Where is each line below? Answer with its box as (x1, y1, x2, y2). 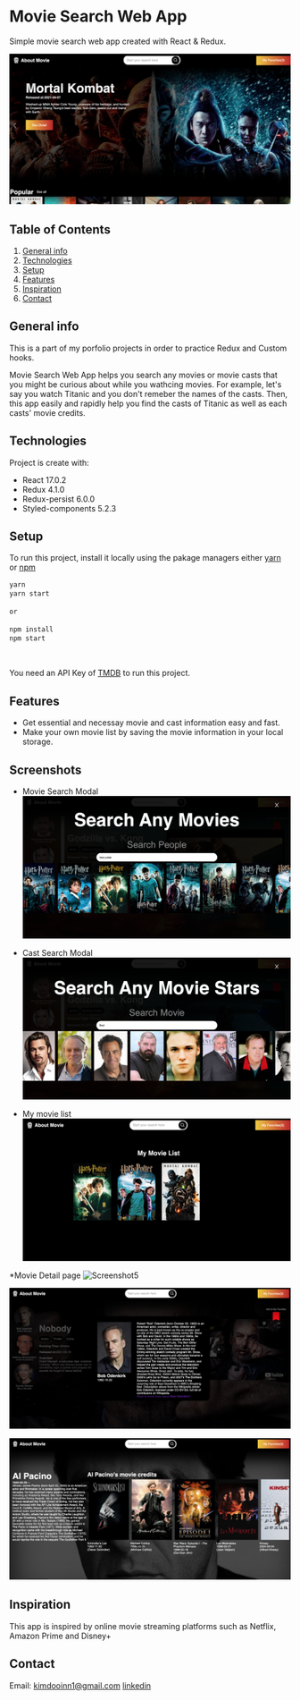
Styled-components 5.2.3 (21, 503, 117, 513)
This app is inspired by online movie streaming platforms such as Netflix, (9, 1620, 277, 1631)
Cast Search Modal (21, 947, 94, 958)
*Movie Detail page (9, 1270, 81, 1281)
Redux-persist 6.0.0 (21, 494, 96, 504)
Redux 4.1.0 (21, 484, 65, 495)
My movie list (21, 1109, 71, 1120)
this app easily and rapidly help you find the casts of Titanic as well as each (9, 398, 287, 409)
